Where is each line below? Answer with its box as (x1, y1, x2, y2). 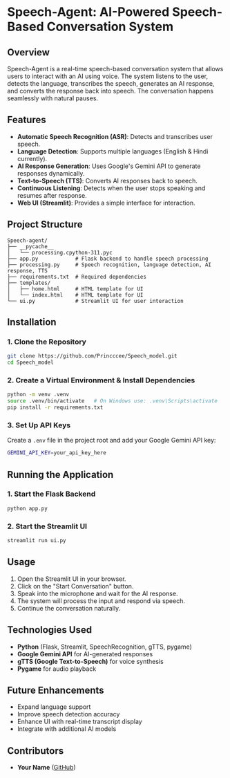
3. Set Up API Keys (7, 420, 71, 429)
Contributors (7, 745, 64, 757)
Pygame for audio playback (17, 665, 97, 673)
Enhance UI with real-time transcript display (17, 717, 143, 726)
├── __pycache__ (7, 243, 54, 250)
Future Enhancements (7, 684, 105, 696)
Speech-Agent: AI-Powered (7, 4, 170, 20)
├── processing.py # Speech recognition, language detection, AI (7, 261, 212, 268)
